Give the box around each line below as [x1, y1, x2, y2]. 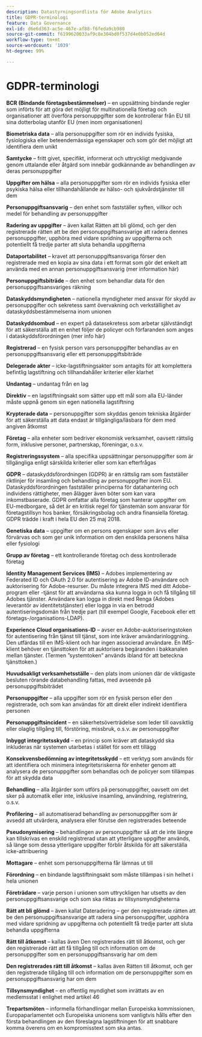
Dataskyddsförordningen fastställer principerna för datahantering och [6, 483, 179, 490]
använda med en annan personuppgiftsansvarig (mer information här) [6, 265, 179, 272]
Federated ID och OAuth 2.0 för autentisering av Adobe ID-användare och [6, 576, 189, 583]
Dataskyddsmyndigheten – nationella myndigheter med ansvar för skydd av [6, 295, 196, 302]
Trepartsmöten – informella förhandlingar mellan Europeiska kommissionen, [6, 1004, 195, 1012]
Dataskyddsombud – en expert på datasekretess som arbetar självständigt [6, 319, 192, 327]
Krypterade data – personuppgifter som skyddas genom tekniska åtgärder [6, 410, 191, 417]
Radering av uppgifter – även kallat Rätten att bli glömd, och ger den [6, 221, 176, 229]
